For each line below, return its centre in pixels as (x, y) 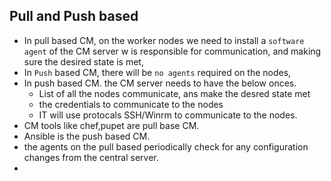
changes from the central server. (91, 157)
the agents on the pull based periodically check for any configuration (166, 146)
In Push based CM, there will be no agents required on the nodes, (157, 72)
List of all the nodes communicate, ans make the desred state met (174, 93)
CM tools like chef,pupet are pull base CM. (111, 125)
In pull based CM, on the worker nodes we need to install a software (164, 40)
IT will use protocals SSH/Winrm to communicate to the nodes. (168, 115)
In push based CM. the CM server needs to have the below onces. (160, 83)
